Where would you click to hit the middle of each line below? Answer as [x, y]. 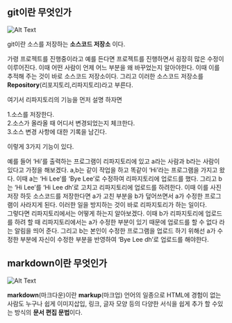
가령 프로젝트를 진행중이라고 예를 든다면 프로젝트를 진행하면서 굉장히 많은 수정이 [116, 58]
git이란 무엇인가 [39, 13]
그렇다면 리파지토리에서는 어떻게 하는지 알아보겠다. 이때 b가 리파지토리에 [106, 213]
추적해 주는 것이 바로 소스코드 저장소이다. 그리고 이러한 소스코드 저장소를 [105, 76]
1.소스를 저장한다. [31, 114]
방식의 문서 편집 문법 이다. [49, 312]
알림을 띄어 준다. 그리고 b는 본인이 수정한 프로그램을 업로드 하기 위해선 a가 [115, 231]
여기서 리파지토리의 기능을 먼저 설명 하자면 [65, 99]
